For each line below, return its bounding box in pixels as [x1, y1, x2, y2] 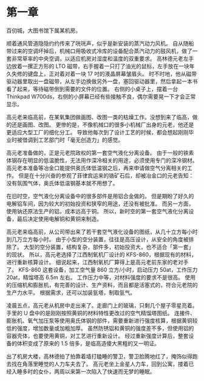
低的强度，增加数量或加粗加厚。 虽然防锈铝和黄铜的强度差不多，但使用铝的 [6, 324, 194, 332]
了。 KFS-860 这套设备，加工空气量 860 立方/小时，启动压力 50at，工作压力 [6, 266, 198, 273]
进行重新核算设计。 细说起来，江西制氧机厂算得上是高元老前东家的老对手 [6, 258, 189, 266]
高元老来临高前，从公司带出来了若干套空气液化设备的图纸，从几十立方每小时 [6, 228, 198, 235]
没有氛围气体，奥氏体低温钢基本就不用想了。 [6, 179, 118, 187]
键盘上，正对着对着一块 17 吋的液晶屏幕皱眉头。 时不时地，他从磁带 [27, 70, 197, 77]
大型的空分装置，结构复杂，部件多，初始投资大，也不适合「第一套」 [23, 243, 194, 250]
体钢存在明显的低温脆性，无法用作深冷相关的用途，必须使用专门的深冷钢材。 [6, 156, 198, 164]
